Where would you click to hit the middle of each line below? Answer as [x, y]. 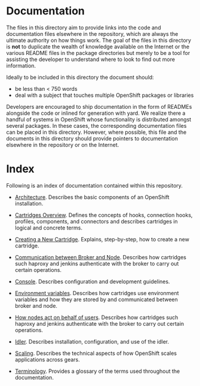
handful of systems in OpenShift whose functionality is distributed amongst [99, 119]
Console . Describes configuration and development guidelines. [92, 281]
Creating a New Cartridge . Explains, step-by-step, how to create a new [102, 239]
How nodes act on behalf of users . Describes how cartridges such [96, 317]
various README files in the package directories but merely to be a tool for [98, 53]
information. [21, 65]
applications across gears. [47, 359]
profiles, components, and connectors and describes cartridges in [96, 221]
